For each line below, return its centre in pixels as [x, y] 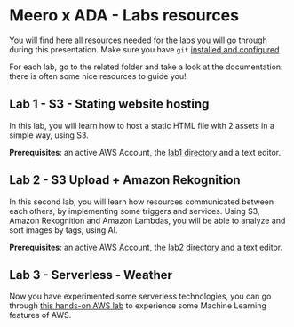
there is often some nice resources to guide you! [98, 76]
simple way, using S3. [49, 135]
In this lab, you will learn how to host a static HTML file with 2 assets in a [142, 125]
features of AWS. [40, 315]
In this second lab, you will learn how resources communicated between [141, 202]
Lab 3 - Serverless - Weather [91, 275]
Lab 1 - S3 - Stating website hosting [109, 104]
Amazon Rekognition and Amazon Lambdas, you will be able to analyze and [147, 220]
